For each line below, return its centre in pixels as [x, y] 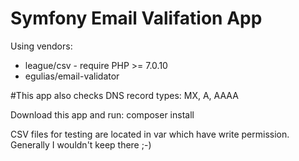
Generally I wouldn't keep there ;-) [81, 144]
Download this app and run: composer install [102, 114]
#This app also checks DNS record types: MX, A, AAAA [124, 95]
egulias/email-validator [72, 76]
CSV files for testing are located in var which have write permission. [150, 134]
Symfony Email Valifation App [136, 18]
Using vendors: [41, 46]
